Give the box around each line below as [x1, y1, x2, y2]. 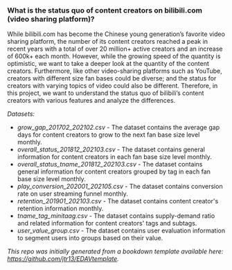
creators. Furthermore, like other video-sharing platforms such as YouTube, [7, 67, 223, 75]
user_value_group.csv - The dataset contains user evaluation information [17, 226, 226, 235]
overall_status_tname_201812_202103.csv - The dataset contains [17, 160, 203, 169]
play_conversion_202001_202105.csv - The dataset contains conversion [17, 183, 223, 191]
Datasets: [7, 110, 35, 118]
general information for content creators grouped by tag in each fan [17, 167, 211, 176]
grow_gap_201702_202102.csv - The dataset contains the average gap [17, 124, 220, 132]
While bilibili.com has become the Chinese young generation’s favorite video [7, 30, 225, 38]
